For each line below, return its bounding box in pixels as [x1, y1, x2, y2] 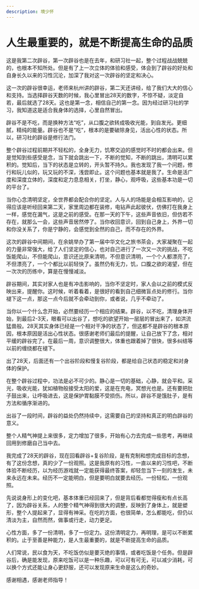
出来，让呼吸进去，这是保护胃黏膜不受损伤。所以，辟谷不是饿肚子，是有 [16, 392, 193, 399]
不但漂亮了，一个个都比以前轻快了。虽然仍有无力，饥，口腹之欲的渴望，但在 [6, 260, 193, 267]
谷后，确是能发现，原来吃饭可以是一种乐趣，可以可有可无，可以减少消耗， [6, 556, 188, 563]
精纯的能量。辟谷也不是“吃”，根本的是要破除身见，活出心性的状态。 [16, 126, 182, 133]
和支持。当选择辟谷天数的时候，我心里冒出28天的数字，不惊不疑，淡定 [6, 91, 179, 98]
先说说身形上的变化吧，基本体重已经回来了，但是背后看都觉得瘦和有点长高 [6, 494, 188, 501]
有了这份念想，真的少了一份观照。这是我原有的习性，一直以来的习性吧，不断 [6, 459, 193, 466]
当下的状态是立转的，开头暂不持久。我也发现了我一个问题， [42, 161, 188, 168]
